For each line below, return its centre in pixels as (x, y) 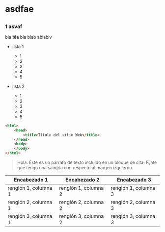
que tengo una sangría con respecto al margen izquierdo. (75, 168)
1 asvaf (14, 26)
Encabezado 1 (31, 180)
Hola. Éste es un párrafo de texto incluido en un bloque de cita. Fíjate (87, 162)
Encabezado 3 (134, 180)
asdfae (20, 9)
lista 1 (18, 46)
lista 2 (18, 86)
